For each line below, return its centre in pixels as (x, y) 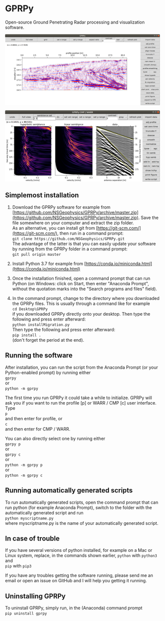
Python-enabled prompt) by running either (48, 372)
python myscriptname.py (29, 518)
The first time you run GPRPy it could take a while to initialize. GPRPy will (79, 398)
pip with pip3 (18, 566)
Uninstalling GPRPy (35, 596)
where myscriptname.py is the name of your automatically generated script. (82, 523)
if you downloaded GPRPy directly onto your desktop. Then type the (81, 314)
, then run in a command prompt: (90, 233)
